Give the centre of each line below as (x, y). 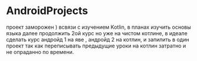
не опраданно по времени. (40, 52)
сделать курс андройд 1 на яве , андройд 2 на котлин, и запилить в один (98, 39)
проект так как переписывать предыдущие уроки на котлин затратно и (96, 46)
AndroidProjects (47, 11)
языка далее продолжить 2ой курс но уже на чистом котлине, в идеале (97, 33)
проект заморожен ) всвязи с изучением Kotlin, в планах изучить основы (99, 27)
